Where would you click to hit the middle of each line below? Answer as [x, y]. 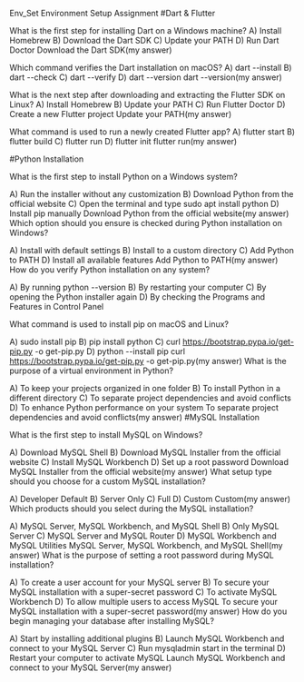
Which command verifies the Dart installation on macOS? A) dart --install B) [151, 68]
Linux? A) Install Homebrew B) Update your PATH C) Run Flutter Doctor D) [147, 104]
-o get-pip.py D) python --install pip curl [110, 351]
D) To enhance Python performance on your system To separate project [144, 407]
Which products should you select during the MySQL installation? [132, 509]
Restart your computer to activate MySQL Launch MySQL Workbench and [147, 658]
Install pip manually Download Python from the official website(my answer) [149, 213]
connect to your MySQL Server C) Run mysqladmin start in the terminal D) [147, 648]
